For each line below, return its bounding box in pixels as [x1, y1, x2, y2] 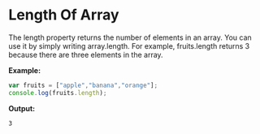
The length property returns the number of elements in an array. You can [8, 32, 252, 42]
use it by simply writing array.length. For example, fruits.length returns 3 [8, 41, 250, 50]
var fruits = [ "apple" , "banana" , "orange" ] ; [8, 81, 158, 89]
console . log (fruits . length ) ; [8, 89, 107, 97]
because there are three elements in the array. [8, 50, 164, 59]
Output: [8, 103, 35, 113]
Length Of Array [8, 6, 119, 24]
